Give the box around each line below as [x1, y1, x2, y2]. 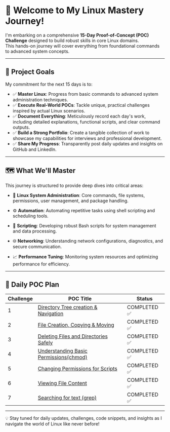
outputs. [12, 124, 30, 130]
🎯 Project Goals [5, 68, 55, 76]
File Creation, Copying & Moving [37, 322, 115, 329]
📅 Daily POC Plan [5, 280, 60, 289]
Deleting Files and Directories [37, 333, 108, 340]
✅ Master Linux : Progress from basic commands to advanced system [12, 91, 158, 97]
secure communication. [12, 243, 62, 250]
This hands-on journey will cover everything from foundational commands [5, 43, 160, 49]
